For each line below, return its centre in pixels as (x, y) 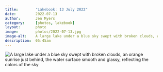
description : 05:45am (28, 41)
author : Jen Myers (30, 18)
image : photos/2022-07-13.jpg (43, 32)
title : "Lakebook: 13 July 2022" (47, 9)
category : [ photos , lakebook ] (40, 23)
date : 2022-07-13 (31, 14)
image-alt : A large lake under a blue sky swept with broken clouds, (80, 36)
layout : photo (26, 27)
